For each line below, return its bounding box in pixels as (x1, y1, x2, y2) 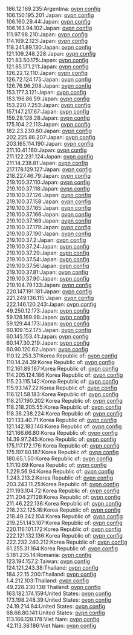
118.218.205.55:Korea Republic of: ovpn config (6, 403, 122, 411)
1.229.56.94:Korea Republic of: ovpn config (6, 468, 114, 475)
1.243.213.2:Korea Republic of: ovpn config (6, 474, 114, 481)
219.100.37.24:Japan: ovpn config (6, 243, 89, 250)
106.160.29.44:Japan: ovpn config (6, 18, 91, 25)
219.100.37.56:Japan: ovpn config (6, 262, 89, 269)
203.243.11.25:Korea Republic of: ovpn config (6, 481, 120, 487)
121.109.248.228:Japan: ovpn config (6, 50, 96, 57)
